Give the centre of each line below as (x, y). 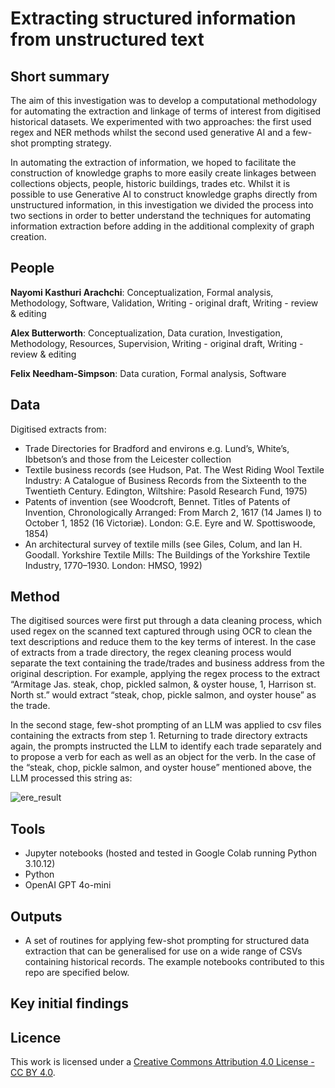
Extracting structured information (153, 18)
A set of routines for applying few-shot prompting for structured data (167, 941)
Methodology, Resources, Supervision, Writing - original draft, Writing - (157, 343)
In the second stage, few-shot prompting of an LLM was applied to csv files (166, 725)
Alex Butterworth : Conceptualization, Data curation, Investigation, (146, 333)
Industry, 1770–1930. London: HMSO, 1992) (113, 565)
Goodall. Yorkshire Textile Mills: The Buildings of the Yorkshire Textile (167, 554)
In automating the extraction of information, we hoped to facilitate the (153, 162)
